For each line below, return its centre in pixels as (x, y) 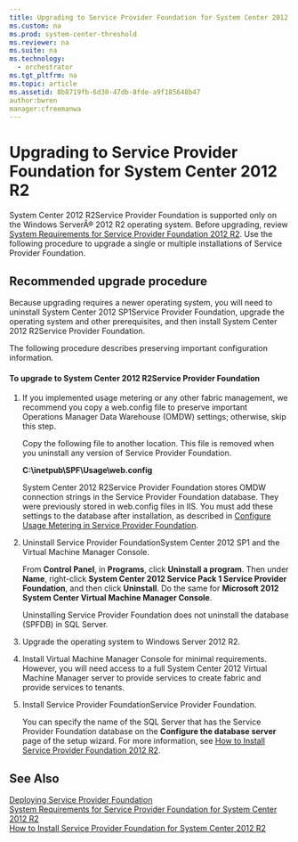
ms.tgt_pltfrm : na (43, 76)
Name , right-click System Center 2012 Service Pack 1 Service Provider (154, 579)
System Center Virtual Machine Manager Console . (117, 598)
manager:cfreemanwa (45, 109)
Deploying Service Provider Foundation (81, 800)
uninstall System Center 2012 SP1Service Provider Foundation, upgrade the (147, 312)
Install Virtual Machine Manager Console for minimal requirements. (144, 659)
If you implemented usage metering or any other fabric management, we (155, 398)
